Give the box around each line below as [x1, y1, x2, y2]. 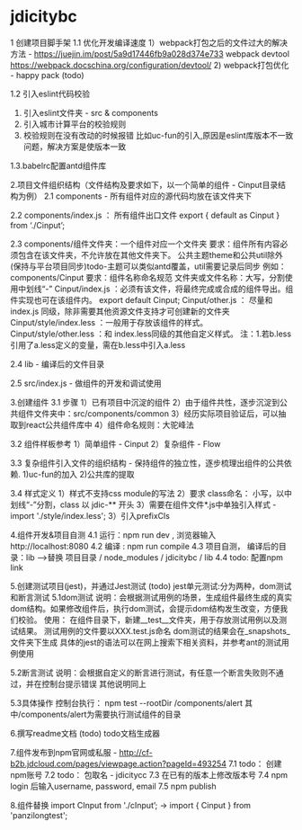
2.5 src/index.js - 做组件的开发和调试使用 [10, 378, 162, 388]
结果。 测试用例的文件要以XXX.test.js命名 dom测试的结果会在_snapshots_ [17, 625, 290, 636]
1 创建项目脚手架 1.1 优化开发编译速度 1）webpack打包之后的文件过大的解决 [10, 37, 289, 48]
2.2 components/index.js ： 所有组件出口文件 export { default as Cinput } [10, 210, 280, 220]
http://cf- [119, 746, 153, 757]
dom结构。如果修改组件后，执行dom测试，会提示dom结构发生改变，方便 [10, 602, 280, 613]
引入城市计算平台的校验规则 [22, 119, 127, 129]
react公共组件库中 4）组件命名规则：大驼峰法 [25, 419, 194, 430]
